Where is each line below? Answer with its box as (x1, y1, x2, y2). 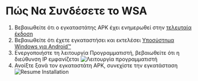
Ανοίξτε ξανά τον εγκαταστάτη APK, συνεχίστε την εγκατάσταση (14, 61, 178, 69)
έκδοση (14, 30, 34, 37)
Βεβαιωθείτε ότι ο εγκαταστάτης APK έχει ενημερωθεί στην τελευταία (14, 24, 192, 31)
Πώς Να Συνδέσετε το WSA (5, 4, 148, 18)
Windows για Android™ (14, 43, 71, 50)
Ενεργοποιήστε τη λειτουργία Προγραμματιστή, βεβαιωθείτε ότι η (14, 49, 180, 56)
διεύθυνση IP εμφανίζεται (14, 55, 79, 63)
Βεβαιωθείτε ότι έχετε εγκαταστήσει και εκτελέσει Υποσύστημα (14, 36, 175, 43)
